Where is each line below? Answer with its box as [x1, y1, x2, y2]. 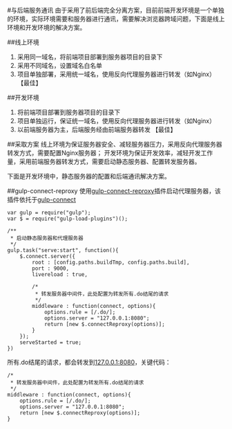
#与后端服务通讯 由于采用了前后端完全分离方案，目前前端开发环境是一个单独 [7, 6, 224, 14]
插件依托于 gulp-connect [7, 196, 76, 203]
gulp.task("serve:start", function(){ [7, 247, 119, 254]
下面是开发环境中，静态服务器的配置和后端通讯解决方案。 [7, 172, 171, 180]
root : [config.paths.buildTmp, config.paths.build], [32, 259, 190, 266]
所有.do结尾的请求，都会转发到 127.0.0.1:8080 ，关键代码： [7, 358, 171, 366]
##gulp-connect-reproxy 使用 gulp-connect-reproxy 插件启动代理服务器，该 [7, 187, 221, 195]
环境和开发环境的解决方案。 [7, 24, 86, 31]
